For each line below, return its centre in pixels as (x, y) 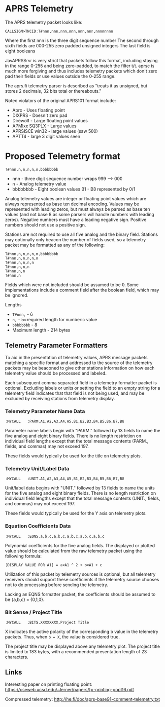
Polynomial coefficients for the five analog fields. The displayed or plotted (80, 545)
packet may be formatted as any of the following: (55, 245)
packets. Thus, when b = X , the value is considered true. (63, 636)
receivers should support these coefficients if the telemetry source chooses (82, 579)
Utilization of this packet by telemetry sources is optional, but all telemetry (81, 574)
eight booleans (20, 51)
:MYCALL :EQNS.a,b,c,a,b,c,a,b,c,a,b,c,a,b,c (55, 536)
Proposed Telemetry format (63, 156)
